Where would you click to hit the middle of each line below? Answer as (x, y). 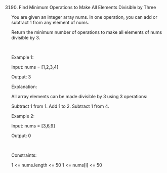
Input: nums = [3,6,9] (33, 126)
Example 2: (23, 116)
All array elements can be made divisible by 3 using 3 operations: (79, 96)
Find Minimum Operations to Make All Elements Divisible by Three (87, 7)
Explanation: (24, 87)
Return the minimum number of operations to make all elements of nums (87, 32)
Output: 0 (21, 136)
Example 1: (23, 57)
